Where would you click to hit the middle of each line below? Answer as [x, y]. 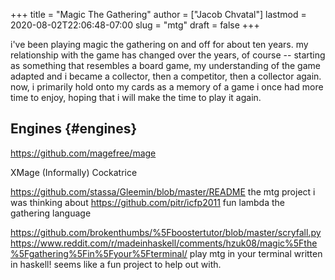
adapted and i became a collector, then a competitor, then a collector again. [166, 76]
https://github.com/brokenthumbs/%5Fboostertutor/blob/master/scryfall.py [166, 232]
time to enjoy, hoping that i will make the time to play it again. [136, 97]
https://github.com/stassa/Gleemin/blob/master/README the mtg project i [163, 191]
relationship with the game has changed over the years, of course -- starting [168, 55]
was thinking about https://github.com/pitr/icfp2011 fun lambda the [147, 202]
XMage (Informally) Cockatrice [74, 172]
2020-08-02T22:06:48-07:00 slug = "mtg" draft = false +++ [135, 25]
